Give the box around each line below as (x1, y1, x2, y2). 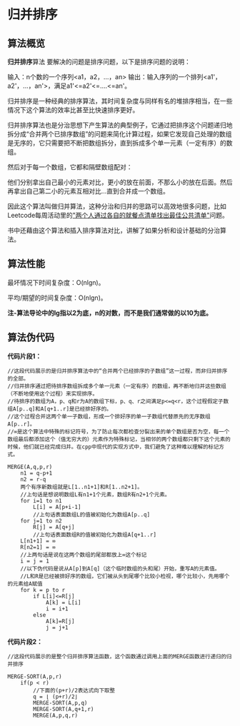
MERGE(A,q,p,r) (7, 463, 53, 470)
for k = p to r (20, 586, 66, 593)
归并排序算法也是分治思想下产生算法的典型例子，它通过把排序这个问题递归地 (7, 121, 233, 129)
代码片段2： (7, 637, 43, 646)
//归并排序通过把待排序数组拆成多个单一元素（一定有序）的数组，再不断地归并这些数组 (7, 383, 226, 390)
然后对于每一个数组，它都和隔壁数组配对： (7, 163, 133, 171)
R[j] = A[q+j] (33, 523, 75, 530)
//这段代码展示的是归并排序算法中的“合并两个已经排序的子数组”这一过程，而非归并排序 (7, 367, 228, 375)
